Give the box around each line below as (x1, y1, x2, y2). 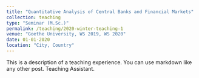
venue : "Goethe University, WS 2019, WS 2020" (6, 31, 126, 37)
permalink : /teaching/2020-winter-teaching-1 (6, 25, 123, 32)
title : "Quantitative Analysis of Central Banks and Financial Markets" (6, 8, 194, 15)
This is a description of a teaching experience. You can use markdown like (6, 58, 192, 66)
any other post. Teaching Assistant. (6, 65, 95, 72)
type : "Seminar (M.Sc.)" (6, 20, 69, 26)
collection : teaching (6, 14, 61, 20)
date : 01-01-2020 (6, 37, 50, 43)
